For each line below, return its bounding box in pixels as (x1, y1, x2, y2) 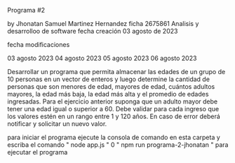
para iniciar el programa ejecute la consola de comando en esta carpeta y (7, 133, 221, 141)
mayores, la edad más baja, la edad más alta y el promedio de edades (7, 90, 209, 98)
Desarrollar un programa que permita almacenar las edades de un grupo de (7, 68, 226, 76)
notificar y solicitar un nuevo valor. (7, 120, 107, 128)
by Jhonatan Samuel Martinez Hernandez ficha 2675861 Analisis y (7, 20, 199, 27)
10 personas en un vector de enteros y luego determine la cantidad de (7, 75, 210, 83)
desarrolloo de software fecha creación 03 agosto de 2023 (7, 27, 178, 35)
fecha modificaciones (7, 41, 70, 48)
